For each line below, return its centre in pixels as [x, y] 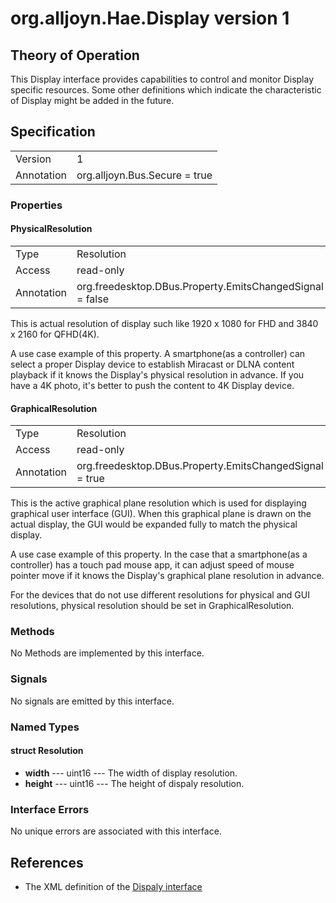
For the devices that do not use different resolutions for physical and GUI [160, 595]
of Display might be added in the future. [92, 100]
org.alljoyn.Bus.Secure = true [144, 175]
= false [92, 299]
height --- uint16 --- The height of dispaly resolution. [134, 783]
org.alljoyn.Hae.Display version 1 [150, 18]
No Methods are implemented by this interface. [107, 653]
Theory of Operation [75, 55]
